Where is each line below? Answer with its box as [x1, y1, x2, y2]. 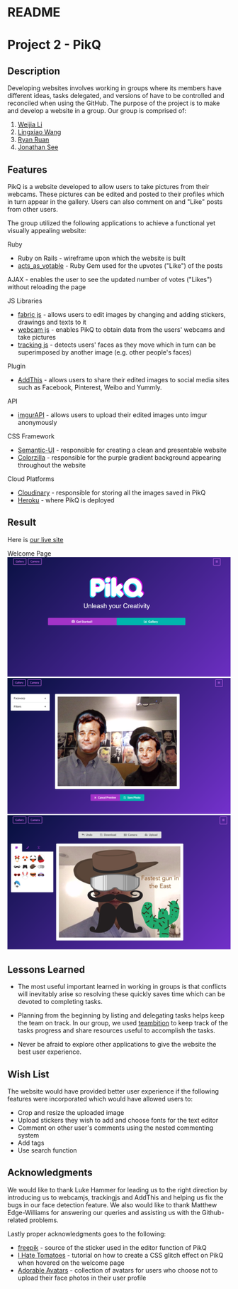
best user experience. [17, 1047, 82, 1056]
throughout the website [17, 461, 86, 469]
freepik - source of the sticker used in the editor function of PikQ [17, 1243, 207, 1251]
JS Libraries [7, 296, 42, 305]
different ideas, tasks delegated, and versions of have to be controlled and [7, 92, 225, 100]
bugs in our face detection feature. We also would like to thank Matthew [7, 1200, 217, 1209]
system [17, 1131, 40, 1139]
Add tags [17, 1138, 45, 1147]
